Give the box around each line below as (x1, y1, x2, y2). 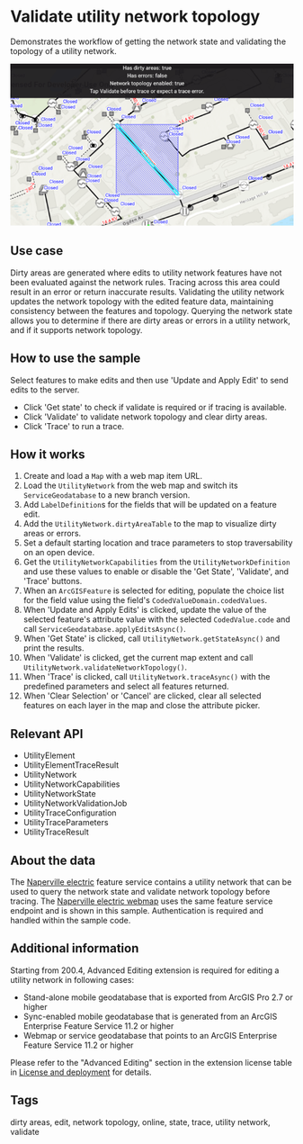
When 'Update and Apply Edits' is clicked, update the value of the (22, 605, 267, 616)
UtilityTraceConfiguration (22, 807, 117, 818)
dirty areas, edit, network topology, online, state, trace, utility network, (10, 1116, 271, 1127)
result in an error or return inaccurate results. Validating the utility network (10, 286, 285, 297)
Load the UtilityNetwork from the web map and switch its (22, 480, 238, 491)
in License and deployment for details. (10, 1067, 152, 1077)
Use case (10, 243, 64, 258)
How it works (10, 446, 85, 462)
